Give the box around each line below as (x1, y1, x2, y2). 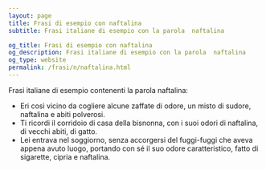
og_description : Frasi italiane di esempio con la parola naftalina (8, 49, 247, 57)
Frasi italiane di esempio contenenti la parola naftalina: (8, 85, 189, 95)
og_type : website (8, 56, 67, 64)
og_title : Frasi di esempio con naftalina (8, 41, 153, 49)
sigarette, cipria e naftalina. (19, 152, 111, 161)
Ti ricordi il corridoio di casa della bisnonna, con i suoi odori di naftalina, (19, 118, 259, 127)
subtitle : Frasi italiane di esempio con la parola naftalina (8, 26, 225, 34)
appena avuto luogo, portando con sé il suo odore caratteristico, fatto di (19, 144, 259, 153)
